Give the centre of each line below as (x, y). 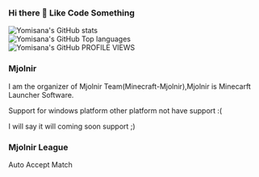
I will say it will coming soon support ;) (72, 126)
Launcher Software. (41, 95)
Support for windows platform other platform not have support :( (115, 110)
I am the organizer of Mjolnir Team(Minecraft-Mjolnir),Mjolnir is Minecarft (130, 86)
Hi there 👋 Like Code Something (72, 13)
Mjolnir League (38, 147)
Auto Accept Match (40, 164)
